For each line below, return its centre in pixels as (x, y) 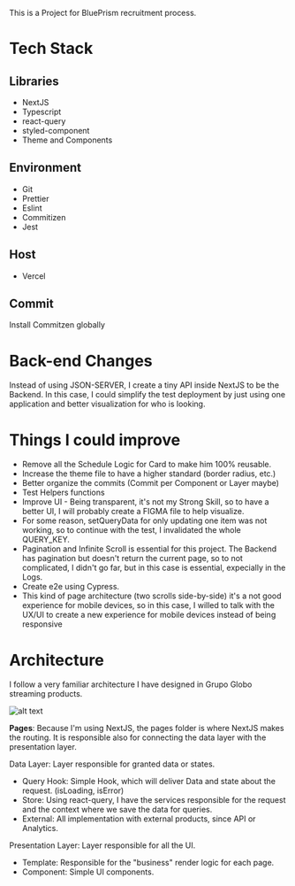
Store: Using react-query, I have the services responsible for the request (154, 800)
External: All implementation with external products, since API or (139, 819)
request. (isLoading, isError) (73, 790)
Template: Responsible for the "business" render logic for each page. (148, 863)
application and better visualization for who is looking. (107, 404)
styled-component (56, 131)
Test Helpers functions (63, 493)
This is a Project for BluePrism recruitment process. (103, 13)
